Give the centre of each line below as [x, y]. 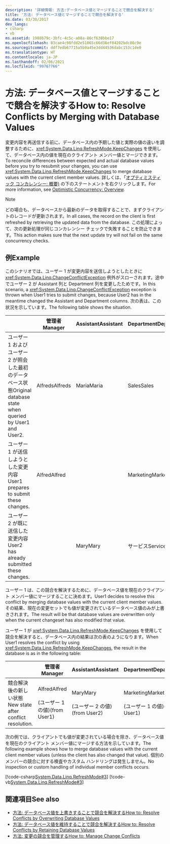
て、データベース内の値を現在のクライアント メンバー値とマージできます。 [83, 155]
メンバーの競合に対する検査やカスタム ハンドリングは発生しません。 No [80, 761]
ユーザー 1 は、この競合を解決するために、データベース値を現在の [74, 590]
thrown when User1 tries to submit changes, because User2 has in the [78, 295]
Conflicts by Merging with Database [82, 117]
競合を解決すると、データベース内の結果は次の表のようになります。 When [82, 637]
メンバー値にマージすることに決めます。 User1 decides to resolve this [83, 596]
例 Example [23, 258]
